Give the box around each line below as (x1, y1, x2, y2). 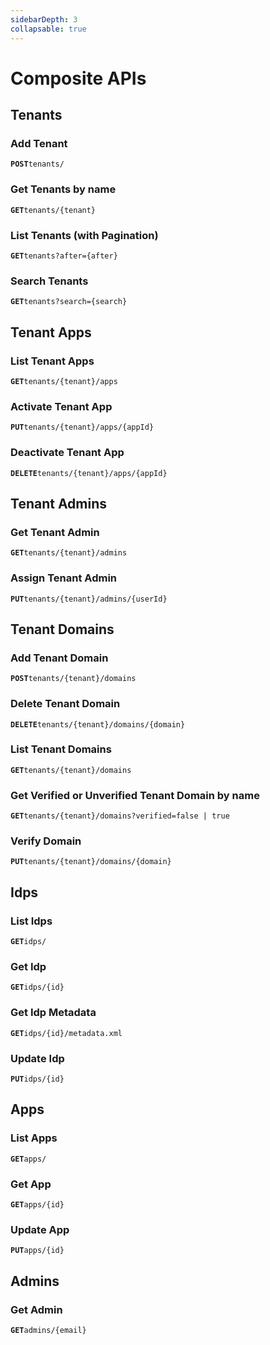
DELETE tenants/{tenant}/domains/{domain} (10, 719, 186, 730)
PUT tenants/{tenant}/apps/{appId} (10, 422, 155, 433)
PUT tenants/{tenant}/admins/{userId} (10, 594, 168, 604)
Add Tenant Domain (10, 651, 109, 665)
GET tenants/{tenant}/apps (10, 376, 118, 386)
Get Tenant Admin (10, 525, 100, 539)
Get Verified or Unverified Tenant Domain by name (10, 788, 260, 802)
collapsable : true (10, 24, 87, 34)
